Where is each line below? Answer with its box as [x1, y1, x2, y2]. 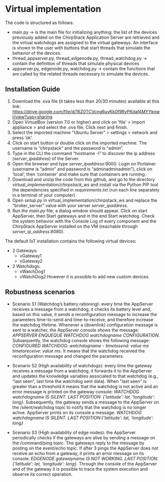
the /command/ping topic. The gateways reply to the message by [12, 440, 145, 446]
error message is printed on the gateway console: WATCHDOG [12, 389, 139, 395]
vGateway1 [19, 253, 42, 259]
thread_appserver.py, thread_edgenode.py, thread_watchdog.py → [12, 55, 147, 61]
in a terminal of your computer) [12, 192, 75, 198]
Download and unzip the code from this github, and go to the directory [12, 176, 155, 182]
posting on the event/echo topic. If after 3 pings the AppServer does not [12, 445, 159, 451]
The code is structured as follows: [5, 20, 74, 26]
